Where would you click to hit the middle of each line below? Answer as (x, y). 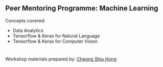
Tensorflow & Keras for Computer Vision (55, 41)
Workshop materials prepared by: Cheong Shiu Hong (61, 59)
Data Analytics (28, 30)
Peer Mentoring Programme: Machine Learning (82, 8)
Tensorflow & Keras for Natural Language (56, 36)
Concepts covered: (26, 20)
